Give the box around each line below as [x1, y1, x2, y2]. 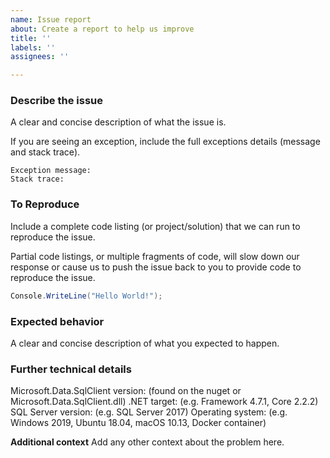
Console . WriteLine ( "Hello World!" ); [10, 291, 163, 301]
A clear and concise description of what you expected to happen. [10, 337, 280, 349]
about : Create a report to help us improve [10, 24, 195, 34]
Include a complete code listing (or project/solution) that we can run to [10, 220, 301, 232]
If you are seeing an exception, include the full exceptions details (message [10, 136, 321, 148]
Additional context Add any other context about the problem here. [10, 436, 285, 448]
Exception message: [10, 166, 92, 176]
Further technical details [10, 362, 132, 376]
